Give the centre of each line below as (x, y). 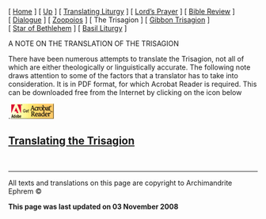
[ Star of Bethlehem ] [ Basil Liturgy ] (68, 28)
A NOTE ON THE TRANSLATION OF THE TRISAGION (94, 43)
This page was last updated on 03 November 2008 (93, 206)
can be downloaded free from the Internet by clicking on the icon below (125, 93)
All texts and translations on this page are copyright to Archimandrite (120, 183)
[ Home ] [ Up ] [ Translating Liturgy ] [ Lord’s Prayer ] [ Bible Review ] (122, 11)
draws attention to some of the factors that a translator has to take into (123, 76)
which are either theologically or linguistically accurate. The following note (129, 67)
